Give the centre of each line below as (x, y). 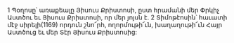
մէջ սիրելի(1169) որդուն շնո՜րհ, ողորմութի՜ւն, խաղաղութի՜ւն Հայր (115, 25)
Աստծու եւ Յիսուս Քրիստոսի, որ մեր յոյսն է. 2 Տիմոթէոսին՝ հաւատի (117, 17)
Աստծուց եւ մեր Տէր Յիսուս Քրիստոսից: (72, 32)
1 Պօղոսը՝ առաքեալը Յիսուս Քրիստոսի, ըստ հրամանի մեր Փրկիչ (113, 10)
